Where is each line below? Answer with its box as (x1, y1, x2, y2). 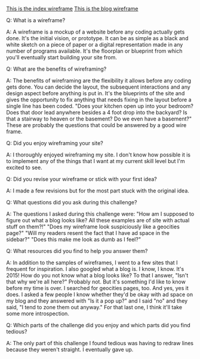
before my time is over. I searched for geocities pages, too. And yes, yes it (6, 285, 189, 291)
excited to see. (6, 164, 43, 171)
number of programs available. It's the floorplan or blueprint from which (6, 47, 183, 55)
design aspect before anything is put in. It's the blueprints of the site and (6, 90, 185, 96)
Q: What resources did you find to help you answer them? (6, 248, 148, 254)
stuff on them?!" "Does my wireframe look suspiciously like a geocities (6, 223, 180, 230)
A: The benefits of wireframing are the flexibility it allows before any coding (6, 77, 192, 84)
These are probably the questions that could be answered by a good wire (6, 122, 187, 128)
